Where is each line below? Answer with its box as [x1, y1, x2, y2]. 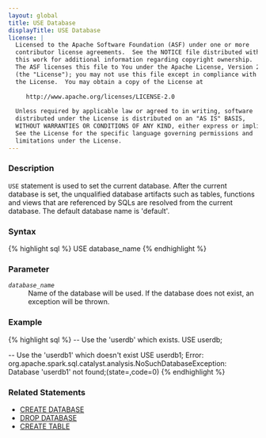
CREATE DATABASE [19, 405, 85, 414]
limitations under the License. [15, 136, 123, 145]
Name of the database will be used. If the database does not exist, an [28, 288, 255, 298]
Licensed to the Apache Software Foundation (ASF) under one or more [15, 41, 249, 49]
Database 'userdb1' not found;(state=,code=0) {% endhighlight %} [8, 367, 226, 376]
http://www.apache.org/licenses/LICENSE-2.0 [25, 93, 176, 101]
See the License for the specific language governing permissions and [15, 129, 253, 137]
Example [8, 317, 43, 328]
